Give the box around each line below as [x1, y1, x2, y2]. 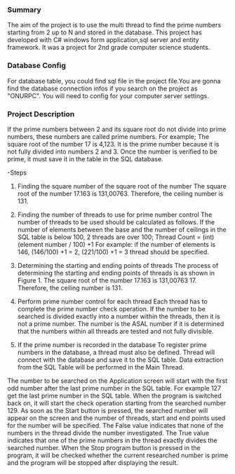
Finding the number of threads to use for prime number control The [17, 210, 213, 219]
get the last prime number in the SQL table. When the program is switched [7, 391, 222, 400]
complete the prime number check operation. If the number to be [17, 304, 206, 313]
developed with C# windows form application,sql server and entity [7, 36, 199, 44]
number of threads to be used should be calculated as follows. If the [17, 217, 215, 226]
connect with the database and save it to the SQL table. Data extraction [17, 355, 224, 364]
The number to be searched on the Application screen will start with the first [7, 377, 228, 385]
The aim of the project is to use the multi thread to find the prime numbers [7, 21, 222, 29]
